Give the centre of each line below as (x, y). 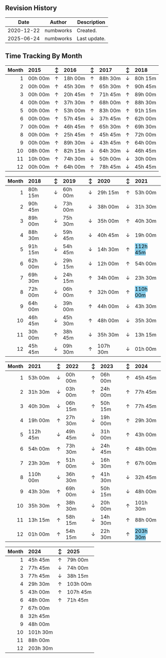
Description (91, 22)
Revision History (31, 8)
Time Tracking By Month (44, 56)
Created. (87, 30)
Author (58, 22)
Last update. (91, 38)
